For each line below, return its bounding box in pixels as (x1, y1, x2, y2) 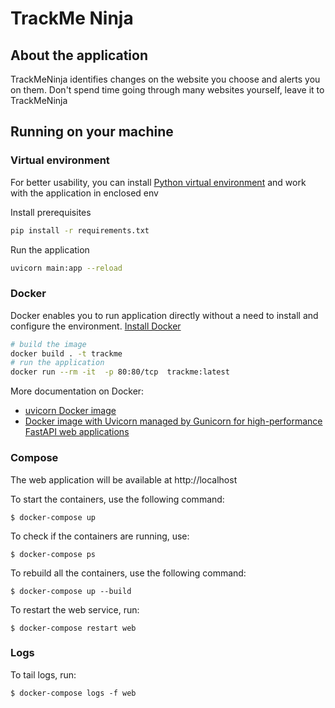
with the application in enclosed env (10, 187, 159, 199)
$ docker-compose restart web (10, 623, 137, 633)
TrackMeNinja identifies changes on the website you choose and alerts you (10, 73, 321, 85)
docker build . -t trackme (10, 348, 123, 359)
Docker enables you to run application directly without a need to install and (10, 309, 319, 321)
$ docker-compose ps (10, 549, 97, 559)
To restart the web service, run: (10, 603, 140, 616)
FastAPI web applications (24, 426, 130, 438)
